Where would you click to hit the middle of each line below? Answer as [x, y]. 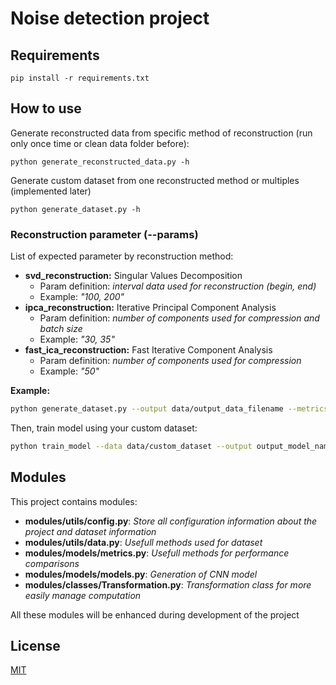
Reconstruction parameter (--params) [104, 234]
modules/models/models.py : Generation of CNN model [141, 574]
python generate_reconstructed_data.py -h [100, 162]
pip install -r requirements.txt [80, 78]
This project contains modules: [74, 501]
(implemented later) [51, 191]
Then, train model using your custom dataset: [104, 428]
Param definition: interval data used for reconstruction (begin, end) [178, 286]
